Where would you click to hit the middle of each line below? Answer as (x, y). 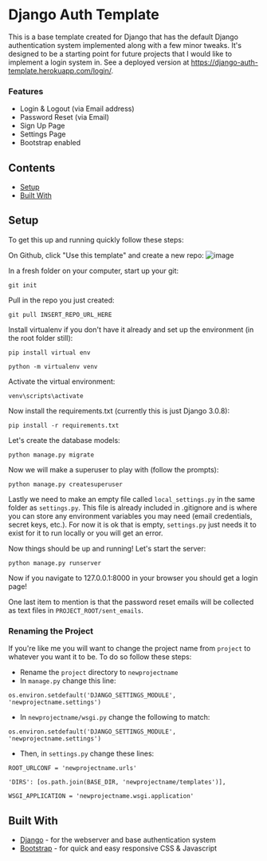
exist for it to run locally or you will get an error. (86, 533)
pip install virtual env (49, 353)
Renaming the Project (51, 630)
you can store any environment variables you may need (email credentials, (130, 515)
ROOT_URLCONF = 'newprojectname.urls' (73, 768)
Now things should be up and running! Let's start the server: (107, 548)
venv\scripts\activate (46, 396)
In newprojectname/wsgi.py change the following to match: (115, 717)
